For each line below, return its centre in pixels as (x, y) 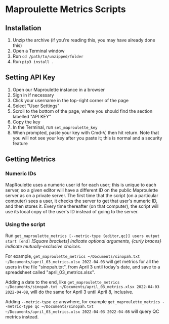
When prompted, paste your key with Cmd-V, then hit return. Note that (86, 132)
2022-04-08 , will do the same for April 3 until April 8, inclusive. (69, 292)
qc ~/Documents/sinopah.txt (64, 306)
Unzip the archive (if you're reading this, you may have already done (84, 40)
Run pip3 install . (33, 61)
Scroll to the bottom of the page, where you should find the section (82, 111)
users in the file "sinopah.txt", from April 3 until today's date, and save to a (83, 267)
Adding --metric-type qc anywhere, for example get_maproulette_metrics (83, 301)
